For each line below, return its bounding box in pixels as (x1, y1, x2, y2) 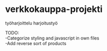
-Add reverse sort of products (5, 40, 67, 46)
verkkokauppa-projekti (5, 3, 103, 15)
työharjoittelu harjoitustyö (5, 20, 58, 26)
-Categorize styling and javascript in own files (5, 35, 100, 41)
